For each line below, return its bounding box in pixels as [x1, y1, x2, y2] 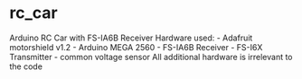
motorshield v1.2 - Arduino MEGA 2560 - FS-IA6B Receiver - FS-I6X [9, 41, 263, 52]
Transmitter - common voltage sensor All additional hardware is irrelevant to [9, 51, 293, 62]
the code [9, 61, 43, 72]
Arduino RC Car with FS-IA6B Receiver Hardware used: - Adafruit [9, 32, 253, 43]
